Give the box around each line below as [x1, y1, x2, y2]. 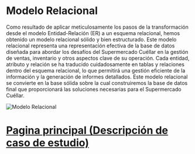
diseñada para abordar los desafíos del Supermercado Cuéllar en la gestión [6, 48, 189, 55]
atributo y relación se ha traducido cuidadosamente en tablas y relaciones [6, 60, 184, 68]
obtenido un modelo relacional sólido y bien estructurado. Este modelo [6, 36, 177, 43]
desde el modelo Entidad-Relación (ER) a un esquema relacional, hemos [6, 29, 180, 36]
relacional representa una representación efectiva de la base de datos [6, 42, 175, 49]
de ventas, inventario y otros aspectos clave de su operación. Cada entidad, [6, 54, 190, 61]
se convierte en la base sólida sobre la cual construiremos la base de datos [6, 79, 188, 86]
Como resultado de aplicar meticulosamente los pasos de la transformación [6, 23, 189, 30]
